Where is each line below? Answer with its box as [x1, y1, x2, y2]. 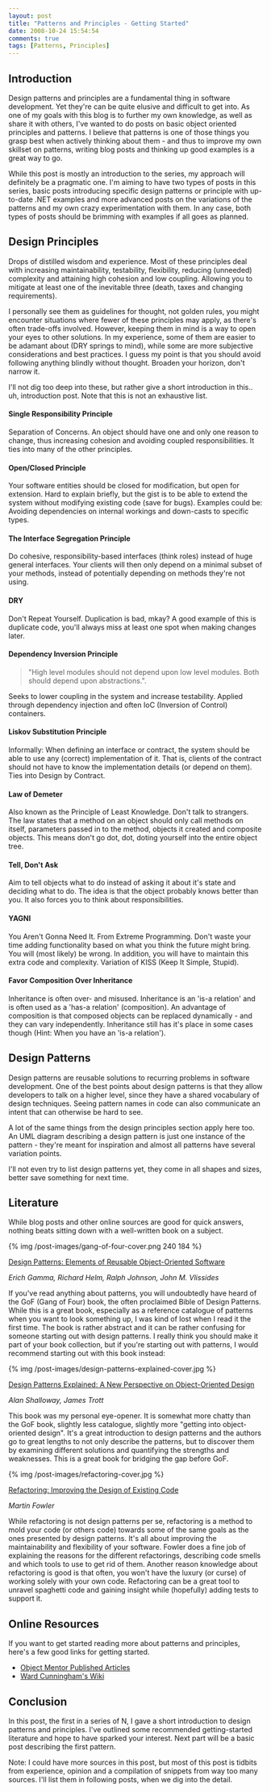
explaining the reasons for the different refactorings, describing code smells [8, 1551, 261, 1560]
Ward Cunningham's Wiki [19, 1672, 105, 1681]
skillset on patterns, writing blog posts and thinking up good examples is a [8, 144, 256, 154]
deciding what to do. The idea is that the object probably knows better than [8, 886, 259, 896]
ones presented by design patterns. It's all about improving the [8, 1534, 217, 1543]
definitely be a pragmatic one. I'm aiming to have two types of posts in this [8, 177, 256, 186]
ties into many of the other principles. [8, 444, 133, 454]
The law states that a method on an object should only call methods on [8, 816, 244, 826]
